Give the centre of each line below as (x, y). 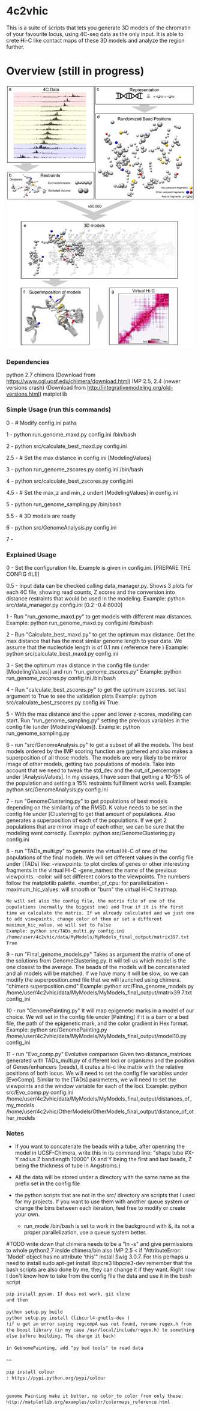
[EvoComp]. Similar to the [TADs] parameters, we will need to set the (91, 1080)
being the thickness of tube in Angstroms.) (68, 1165)
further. (16, 47)
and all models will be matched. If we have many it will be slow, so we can (97, 973)
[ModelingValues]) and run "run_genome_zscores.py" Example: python (94, 671)
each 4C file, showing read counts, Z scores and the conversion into (91, 592)
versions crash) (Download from (46, 388)
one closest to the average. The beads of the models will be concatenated (98, 967)
